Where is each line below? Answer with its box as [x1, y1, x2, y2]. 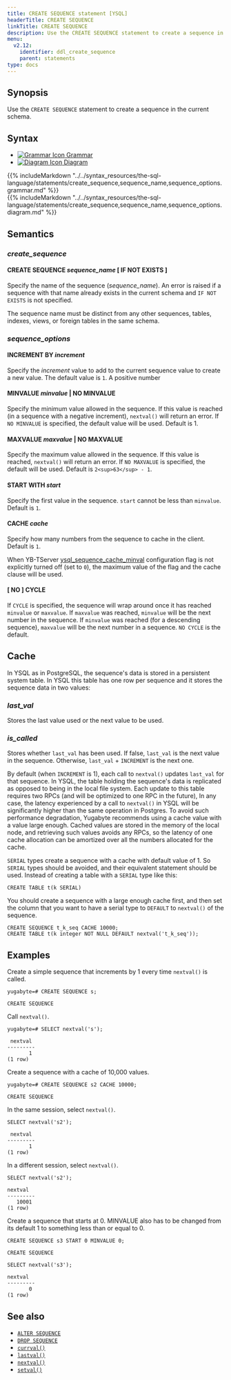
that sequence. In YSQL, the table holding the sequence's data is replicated [7, 777, 222, 786]
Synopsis [7, 87, 48, 99]
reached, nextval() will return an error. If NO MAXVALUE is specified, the [7, 458, 205, 466]
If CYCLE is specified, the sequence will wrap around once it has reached [7, 601, 212, 609]
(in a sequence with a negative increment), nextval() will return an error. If [7, 412, 219, 421]
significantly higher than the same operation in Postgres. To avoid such [7, 806, 209, 814]
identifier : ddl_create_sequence [19, 49, 116, 56]
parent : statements [19, 55, 76, 62]
